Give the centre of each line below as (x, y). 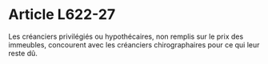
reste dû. (23, 53)
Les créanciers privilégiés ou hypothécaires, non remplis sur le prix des (126, 36)
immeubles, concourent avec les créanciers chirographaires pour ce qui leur (134, 44)
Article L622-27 (62, 15)
